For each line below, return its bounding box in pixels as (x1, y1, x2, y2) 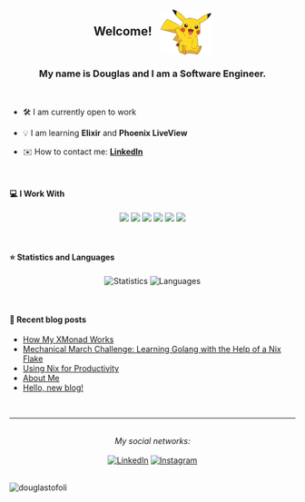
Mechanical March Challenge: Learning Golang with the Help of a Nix (22, 344, 281, 355)
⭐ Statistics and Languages (9, 251, 115, 263)
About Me (22, 373, 61, 384)
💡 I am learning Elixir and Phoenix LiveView (22, 127, 188, 138)
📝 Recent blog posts (9, 314, 87, 325)
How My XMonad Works (22, 334, 114, 345)
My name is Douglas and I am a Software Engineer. (38, 67, 267, 80)
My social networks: (114, 436, 191, 447)
